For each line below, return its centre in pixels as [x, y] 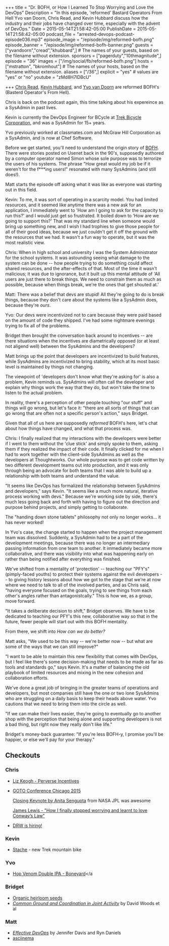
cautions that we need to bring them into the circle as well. [66, 704]
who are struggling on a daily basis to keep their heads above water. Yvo [81, 698]
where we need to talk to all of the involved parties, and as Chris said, [78, 585]
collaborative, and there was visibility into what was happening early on [79, 554]
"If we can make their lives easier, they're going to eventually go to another [83, 714]
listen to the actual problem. [34, 393]
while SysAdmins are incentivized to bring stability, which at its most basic [82, 361]
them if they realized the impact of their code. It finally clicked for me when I [84, 449]
